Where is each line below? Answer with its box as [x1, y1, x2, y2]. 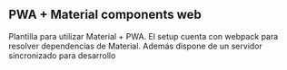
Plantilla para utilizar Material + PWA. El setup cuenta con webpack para [8, 31, 279, 41]
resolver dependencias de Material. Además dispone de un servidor [8, 40, 262, 51]
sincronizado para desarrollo [8, 49, 116, 61]
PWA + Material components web [8, 7, 202, 22]
